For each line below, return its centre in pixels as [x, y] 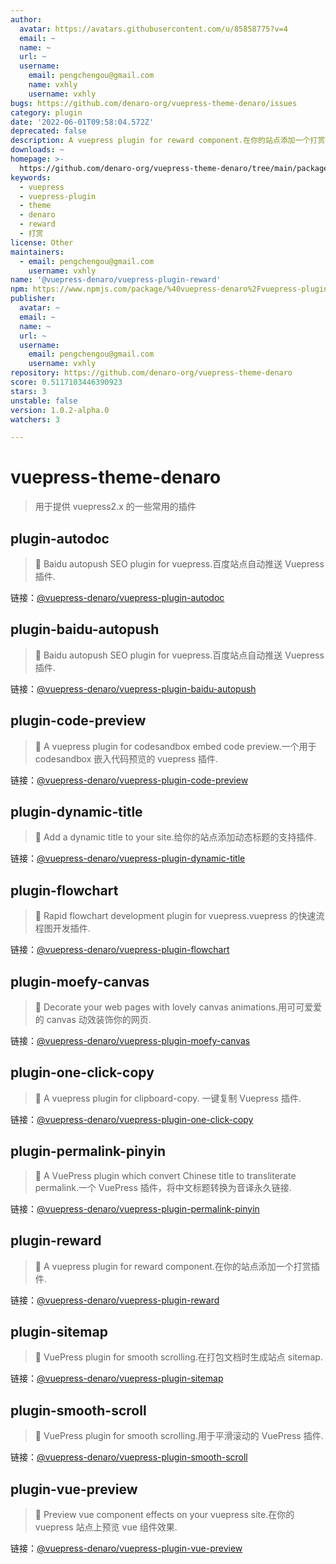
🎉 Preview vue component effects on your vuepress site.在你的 [164, 1514]
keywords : [31, 177]
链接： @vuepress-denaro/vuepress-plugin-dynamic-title [128, 858]
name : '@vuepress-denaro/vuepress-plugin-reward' [116, 280]
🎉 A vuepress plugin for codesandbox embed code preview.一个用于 [175, 746]
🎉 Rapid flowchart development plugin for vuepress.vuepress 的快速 [175, 916]
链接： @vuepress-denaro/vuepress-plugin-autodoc [117, 597]
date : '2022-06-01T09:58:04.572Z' [82, 122]
